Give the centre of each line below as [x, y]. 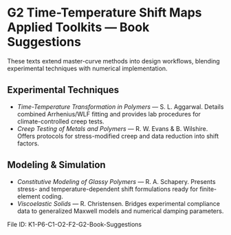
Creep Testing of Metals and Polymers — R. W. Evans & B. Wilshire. [112, 128]
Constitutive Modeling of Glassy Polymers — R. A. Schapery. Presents [116, 181]
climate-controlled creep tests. [60, 121]
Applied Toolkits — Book [78, 27]
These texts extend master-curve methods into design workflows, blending [113, 61]
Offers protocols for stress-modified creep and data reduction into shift [118, 136]
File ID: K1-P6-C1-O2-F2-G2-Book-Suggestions [75, 224]
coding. [52, 196]
